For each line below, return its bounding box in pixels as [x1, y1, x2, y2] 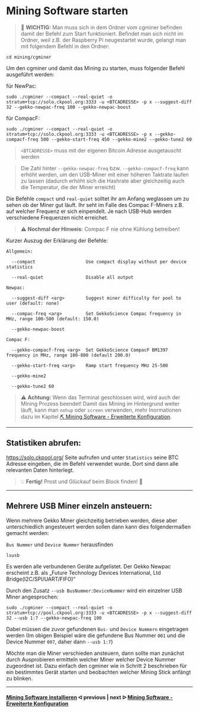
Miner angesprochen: [6, 593, 59, 600]
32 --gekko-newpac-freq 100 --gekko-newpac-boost [6, 104, 131, 110]
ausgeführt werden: [6, 71, 54, 78]
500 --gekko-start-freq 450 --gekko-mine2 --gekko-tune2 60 [40, 136, 192, 142]
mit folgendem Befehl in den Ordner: [20, 43, 110, 50]
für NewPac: [6, 82, 37, 90]
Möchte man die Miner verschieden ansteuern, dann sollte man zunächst [6, 650, 185, 657]
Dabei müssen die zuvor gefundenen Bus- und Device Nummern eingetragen [6, 625, 188, 632]
